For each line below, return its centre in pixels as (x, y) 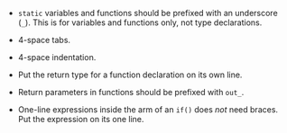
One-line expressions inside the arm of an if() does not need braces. (148, 110)
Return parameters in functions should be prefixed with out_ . (131, 92)
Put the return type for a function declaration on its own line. (130, 75)
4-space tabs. (44, 40)
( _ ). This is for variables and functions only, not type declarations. (140, 22)
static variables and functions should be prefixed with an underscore (148, 13)
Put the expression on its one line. (81, 119)
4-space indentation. (57, 57)
